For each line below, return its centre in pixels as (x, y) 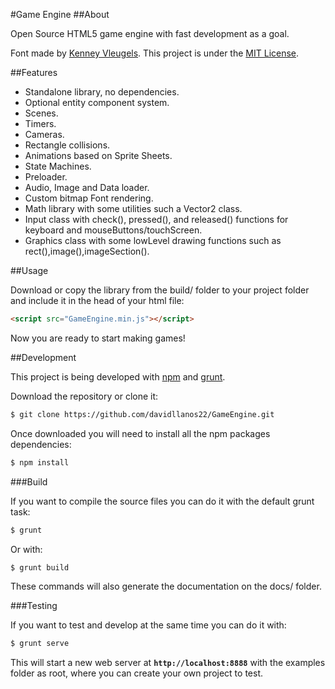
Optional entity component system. (97, 102)
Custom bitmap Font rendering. (89, 198)
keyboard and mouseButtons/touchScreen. (113, 230)
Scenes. (41, 113)
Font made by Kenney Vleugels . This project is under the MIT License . (155, 53)
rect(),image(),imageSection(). (87, 251)
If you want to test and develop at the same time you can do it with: (148, 625)
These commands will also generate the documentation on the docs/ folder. (166, 586)
